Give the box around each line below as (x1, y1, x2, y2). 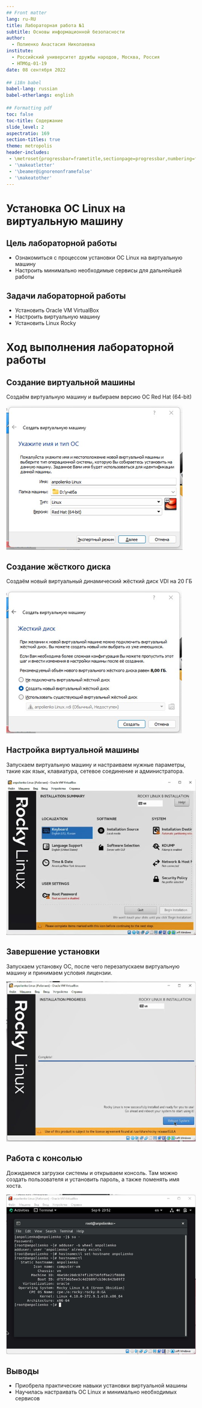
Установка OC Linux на (6, 202, 126, 215)
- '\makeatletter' (8, 162, 55, 168)
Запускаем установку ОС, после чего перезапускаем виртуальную (6, 963, 180, 970)
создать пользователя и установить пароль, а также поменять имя (6, 1176, 180, 1183)
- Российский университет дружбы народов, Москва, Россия (11, 54, 161, 60)
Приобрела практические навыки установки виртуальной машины (14, 1382, 188, 1389)
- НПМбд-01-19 (11, 60, 47, 66)
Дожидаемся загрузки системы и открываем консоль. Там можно (6, 1169, 178, 1176)
